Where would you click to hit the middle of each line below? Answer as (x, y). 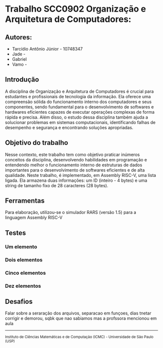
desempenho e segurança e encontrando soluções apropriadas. (69, 127)
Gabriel (19, 59)
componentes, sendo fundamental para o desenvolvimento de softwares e (80, 107)
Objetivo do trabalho (37, 143)
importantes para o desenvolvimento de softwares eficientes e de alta (75, 170)
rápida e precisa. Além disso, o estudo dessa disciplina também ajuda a (77, 117)
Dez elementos (23, 286)
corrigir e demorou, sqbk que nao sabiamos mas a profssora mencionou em (81, 318)
